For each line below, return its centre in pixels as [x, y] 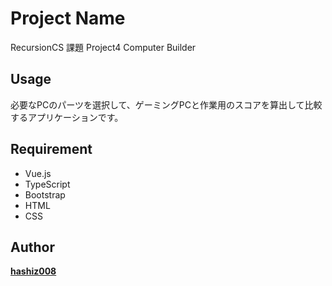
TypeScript [47, 184]
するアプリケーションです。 [67, 117]
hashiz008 [33, 271]
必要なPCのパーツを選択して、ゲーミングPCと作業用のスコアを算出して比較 [166, 104]
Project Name [68, 18]
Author [32, 247]
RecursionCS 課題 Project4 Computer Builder [103, 47]
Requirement [51, 149]
